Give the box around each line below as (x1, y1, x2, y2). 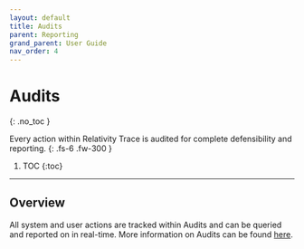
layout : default (9, 13, 71, 23)
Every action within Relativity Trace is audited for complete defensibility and (9, 133, 292, 145)
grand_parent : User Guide (9, 38, 107, 48)
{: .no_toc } (9, 116, 51, 127)
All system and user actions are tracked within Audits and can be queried (9, 219, 282, 230)
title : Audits (9, 22, 63, 31)
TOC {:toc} (22, 160, 63, 172)
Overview (9, 196, 66, 211)
